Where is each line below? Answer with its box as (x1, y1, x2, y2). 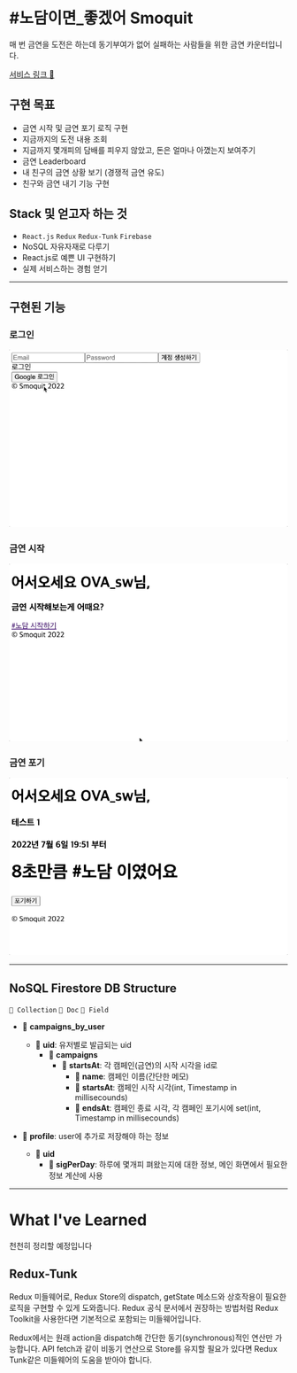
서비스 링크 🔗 (9, 68, 55, 80)
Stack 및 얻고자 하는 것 (9, 206, 128, 221)
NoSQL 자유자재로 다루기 (21, 241, 110, 252)
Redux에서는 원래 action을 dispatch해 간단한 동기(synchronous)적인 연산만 (9, 1332, 273, 1343)
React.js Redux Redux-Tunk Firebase (21, 232, 152, 241)
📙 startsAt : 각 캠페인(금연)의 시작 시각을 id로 (61, 1059, 218, 1070)
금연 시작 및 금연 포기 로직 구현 (21, 122, 128, 133)
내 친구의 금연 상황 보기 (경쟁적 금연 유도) (21, 167, 165, 177)
